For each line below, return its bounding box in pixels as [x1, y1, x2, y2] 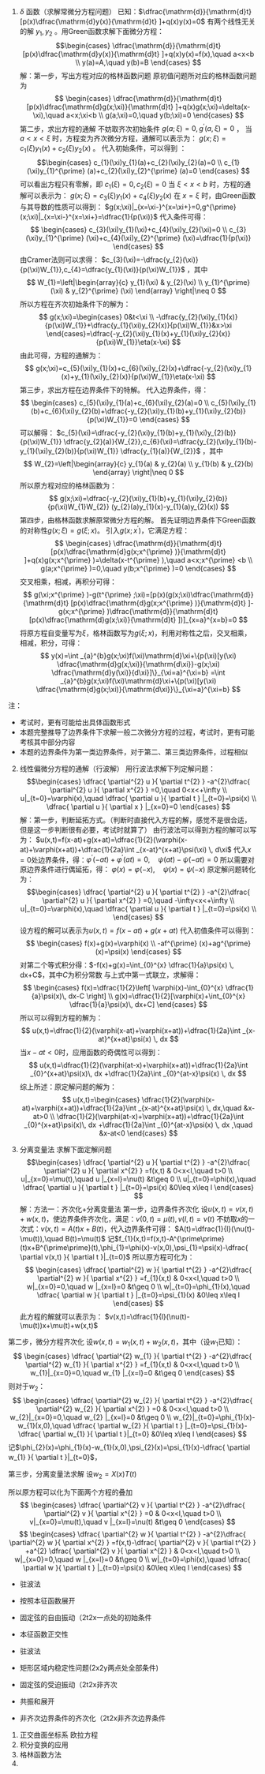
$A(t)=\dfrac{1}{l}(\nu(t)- [174, 1224, 256, 1233]
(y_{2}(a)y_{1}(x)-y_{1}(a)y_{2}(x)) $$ [110, 502, 230, 511]
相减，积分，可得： [19, 638, 83, 647]
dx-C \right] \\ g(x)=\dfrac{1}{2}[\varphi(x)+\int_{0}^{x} [68, 991, 246, 1001]
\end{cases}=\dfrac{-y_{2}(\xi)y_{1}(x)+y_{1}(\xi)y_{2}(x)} [46, 328, 231, 338]
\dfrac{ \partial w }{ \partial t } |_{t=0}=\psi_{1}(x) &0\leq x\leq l [36, 1290, 241, 1300]
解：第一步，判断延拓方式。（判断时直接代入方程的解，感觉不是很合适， [19, 815, 252, 825]
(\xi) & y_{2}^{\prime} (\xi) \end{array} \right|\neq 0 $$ [50, 286, 227, 295]
